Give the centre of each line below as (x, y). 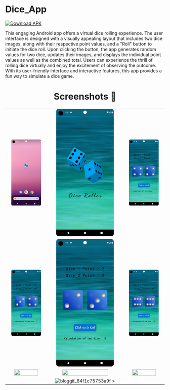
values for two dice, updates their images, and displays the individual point (83, 55)
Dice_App (26, 9)
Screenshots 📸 (85, 97)
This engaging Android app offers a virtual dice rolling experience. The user (84, 33)
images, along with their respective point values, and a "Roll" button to (79, 44)
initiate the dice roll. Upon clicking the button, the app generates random (81, 49)
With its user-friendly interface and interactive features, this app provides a (83, 71)
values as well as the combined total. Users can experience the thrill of (79, 60)
